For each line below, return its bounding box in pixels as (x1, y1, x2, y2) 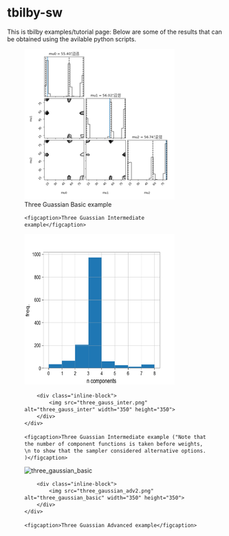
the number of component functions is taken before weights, (24, 440, 204, 447)
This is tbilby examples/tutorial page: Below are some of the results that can (7, 28, 222, 36)
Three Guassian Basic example (24, 200, 112, 208)
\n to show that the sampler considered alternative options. (24, 447, 206, 454)
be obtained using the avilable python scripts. (7, 34, 136, 43)
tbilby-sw (7, 5, 63, 21)
